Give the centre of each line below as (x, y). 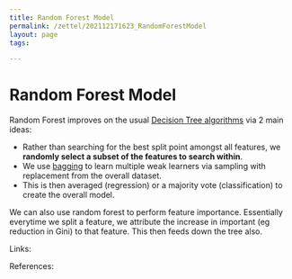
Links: (20, 249)
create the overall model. (68, 195)
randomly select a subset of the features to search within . (133, 157)
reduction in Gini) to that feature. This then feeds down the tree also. (136, 231)
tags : (19, 43)
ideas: (21, 130)
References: (31, 266)
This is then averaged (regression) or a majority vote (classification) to (152, 185)
